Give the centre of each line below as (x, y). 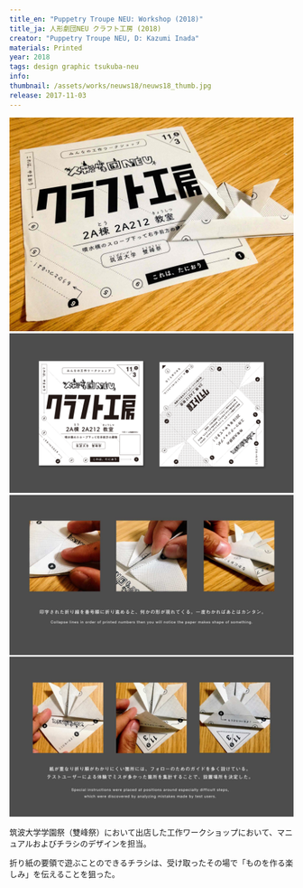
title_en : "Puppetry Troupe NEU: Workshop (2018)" (106, 19)
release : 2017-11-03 (48, 95)
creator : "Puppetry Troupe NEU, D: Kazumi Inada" (105, 38)
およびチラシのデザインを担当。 (92, 844)
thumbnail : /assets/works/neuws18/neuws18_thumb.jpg (110, 86)
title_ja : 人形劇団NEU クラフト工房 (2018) (86, 28)
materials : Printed (46, 48)
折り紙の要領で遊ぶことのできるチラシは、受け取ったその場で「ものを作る (147, 863)
